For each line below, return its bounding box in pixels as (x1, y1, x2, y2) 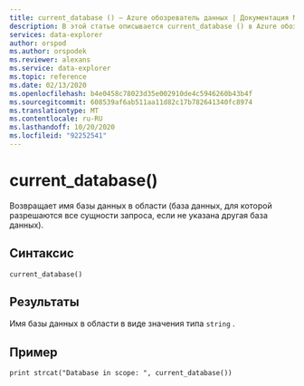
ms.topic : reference (9, 72, 88, 82)
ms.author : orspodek (9, 47, 88, 56)
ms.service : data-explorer (9, 64, 111, 73)
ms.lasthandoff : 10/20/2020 (9, 123, 116, 132)
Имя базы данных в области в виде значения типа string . (9, 318, 235, 329)
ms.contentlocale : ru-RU (9, 114, 103, 123)
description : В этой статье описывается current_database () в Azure (9, 22, 278, 31)
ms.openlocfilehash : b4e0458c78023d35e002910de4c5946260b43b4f (9, 89, 253, 98)
